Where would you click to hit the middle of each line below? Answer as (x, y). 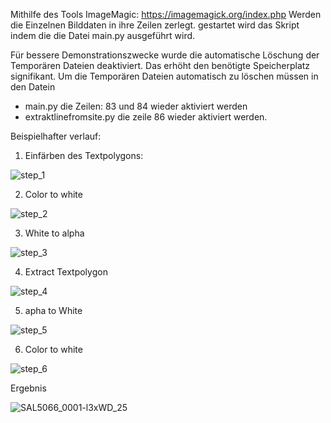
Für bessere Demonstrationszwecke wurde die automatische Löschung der (165, 55)
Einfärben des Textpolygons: (84, 155)
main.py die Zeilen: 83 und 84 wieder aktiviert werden (136, 106)
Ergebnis (28, 388)
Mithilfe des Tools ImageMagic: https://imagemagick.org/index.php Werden (166, 14)
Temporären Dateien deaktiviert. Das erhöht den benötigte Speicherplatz (160, 65)
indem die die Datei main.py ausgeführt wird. (103, 35)
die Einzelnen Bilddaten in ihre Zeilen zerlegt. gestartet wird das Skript (155, 25)
